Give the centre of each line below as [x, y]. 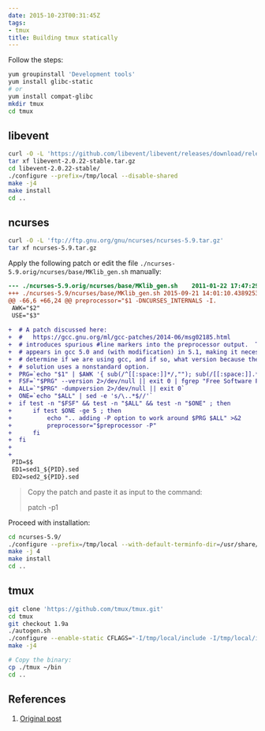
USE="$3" [26, 315]
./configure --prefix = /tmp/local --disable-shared [93, 176]
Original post [40, 718]
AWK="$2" [26, 308]
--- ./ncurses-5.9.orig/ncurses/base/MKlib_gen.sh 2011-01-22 [118, 286]
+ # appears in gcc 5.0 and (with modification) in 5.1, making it [123, 352]
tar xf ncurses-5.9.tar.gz [52, 248]
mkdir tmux [26, 103]
